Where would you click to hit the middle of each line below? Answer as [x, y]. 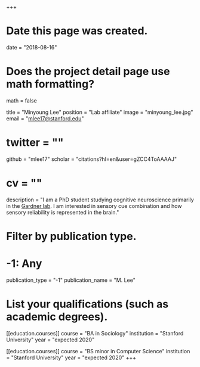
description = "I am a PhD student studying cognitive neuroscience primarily [100, 200]
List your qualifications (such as [87, 304]
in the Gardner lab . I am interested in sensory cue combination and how [94, 206]
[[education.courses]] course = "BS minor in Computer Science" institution [98, 351]
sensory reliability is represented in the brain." [63, 212]
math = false [21, 100]
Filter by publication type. [71, 236]
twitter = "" [35, 143]
